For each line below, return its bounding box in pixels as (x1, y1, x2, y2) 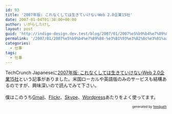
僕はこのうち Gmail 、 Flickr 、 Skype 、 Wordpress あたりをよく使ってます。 (5, 94, 159, 100)
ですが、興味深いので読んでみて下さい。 (14, 82, 100, 88)
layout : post (5, 27, 33, 32)
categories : (5, 41, 31, 46)
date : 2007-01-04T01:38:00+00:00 (5, 17, 77, 22)
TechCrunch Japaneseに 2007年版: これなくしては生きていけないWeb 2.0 (5, 70, 160, 76)
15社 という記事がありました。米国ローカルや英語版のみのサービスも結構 (9, 76, 162, 82)
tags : (5, 50, 17, 55)
